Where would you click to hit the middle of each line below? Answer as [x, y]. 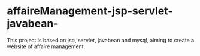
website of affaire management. [46, 46]
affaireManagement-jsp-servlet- [90, 11]
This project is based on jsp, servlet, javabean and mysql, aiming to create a [101, 40]
